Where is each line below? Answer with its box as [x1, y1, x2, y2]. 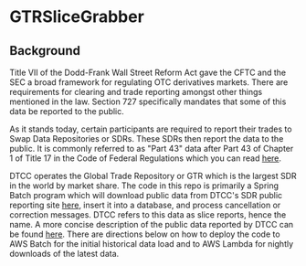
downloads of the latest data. [9, 249, 120, 259]
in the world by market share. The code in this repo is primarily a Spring [9, 180, 280, 191]
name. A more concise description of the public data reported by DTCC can [9, 219, 294, 229]
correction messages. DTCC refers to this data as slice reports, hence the [9, 209, 287, 220]
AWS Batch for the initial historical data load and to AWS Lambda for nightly [9, 239, 294, 249]
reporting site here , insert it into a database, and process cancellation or [9, 199, 281, 210]
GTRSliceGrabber [9, 6, 144, 27]
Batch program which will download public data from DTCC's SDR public [9, 190, 283, 200]
